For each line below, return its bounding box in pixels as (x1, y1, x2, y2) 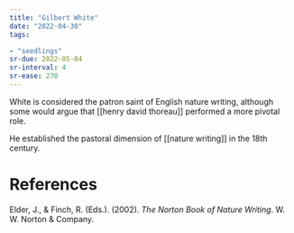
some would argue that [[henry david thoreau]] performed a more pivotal (9, 106, 280, 116)
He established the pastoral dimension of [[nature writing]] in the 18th (9, 133, 268, 144)
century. (9, 142, 41, 154)
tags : (9, 30, 30, 39)
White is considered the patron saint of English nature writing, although (9, 96, 274, 107)
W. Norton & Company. (9, 213, 95, 224)
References (9, 174, 97, 195)
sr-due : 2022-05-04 (9, 55, 83, 64)
